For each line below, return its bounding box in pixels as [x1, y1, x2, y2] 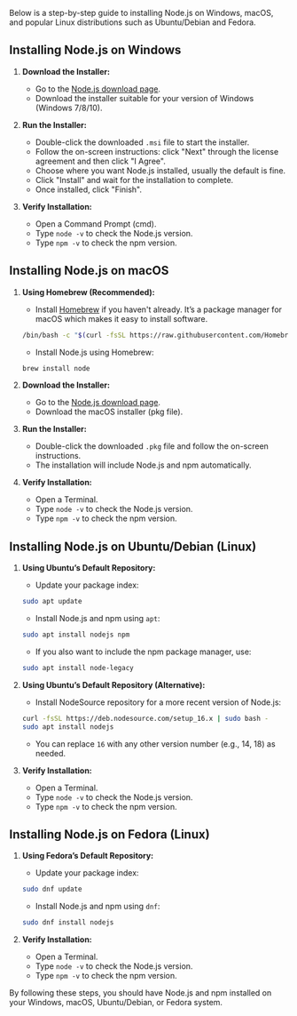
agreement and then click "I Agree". [35, 156, 166, 166]
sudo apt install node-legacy [21, 663, 135, 672]
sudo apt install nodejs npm [21, 630, 130, 639]
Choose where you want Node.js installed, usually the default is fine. [35, 164, 286, 176]
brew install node [21, 364, 90, 372]
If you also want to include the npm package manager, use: [35, 646, 252, 657]
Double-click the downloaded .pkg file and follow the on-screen [35, 441, 269, 452]
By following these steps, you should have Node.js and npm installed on [9, 988, 272, 998]
